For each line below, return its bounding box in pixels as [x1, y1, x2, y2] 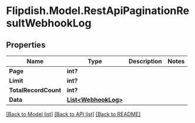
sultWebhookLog [6, 16, 92, 30]
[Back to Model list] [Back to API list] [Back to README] [6, 111, 141, 118]
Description [128, 57, 163, 65]
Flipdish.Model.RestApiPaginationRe [6, 4, 190, 18]
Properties [6, 40, 46, 50]
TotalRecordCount [9, 86, 62, 94]
